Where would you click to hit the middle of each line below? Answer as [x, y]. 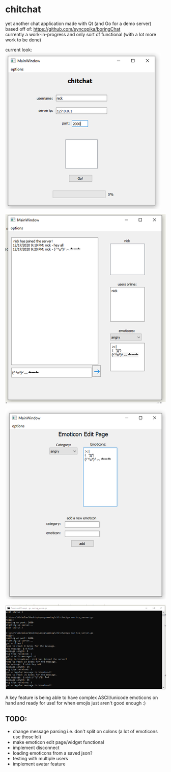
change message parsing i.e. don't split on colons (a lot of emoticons [85, 731]
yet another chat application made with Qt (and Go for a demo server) [78, 23]
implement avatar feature [39, 764]
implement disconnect [36, 747]
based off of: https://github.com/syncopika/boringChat [63, 29]
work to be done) [23, 40]
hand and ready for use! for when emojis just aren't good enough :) [76, 703]
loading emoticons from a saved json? [52, 753]
